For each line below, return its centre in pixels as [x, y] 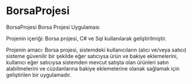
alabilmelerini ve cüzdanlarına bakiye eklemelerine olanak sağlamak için [93, 68]
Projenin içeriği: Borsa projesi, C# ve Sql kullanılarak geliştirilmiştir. [86, 38]
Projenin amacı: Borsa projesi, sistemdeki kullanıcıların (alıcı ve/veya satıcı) [96, 50]
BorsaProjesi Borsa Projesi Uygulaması [53, 27]
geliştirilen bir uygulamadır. [39, 75]
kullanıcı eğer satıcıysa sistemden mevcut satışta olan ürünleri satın [87, 62]
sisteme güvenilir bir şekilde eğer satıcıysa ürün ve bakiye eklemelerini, [92, 56]
